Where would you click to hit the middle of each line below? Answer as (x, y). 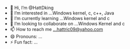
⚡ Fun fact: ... (24, 42)
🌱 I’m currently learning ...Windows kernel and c (60, 18)
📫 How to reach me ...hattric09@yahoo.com (56, 29)
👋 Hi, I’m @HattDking (32, 8)
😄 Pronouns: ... (26, 36)
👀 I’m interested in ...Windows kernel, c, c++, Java (62, 13)
